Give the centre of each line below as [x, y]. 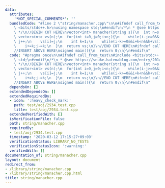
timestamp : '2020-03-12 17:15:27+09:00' [51, 137]
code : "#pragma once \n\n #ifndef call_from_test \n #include [70, 55]
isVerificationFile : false [37, 119]
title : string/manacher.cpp [34, 178]
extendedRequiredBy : [30, 96]
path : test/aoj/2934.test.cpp [45, 105]
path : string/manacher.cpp [37, 123]
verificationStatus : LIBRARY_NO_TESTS [49, 142]
